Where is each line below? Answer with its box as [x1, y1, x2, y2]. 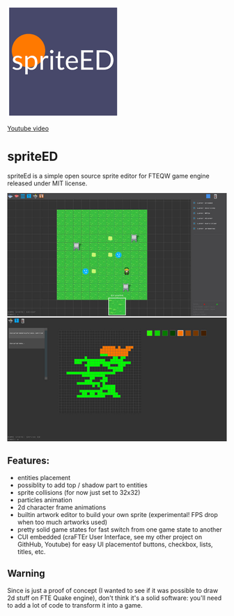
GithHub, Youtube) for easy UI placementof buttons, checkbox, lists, [17, 540, 214, 548]
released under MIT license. [7, 179, 88, 187]
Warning [7, 568, 45, 580]
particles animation [17, 495, 72, 504]
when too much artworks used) [17, 518, 108, 526]
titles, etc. [17, 547, 46, 555]
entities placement [17, 473, 71, 482]
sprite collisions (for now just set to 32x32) [17, 488, 141, 496]
